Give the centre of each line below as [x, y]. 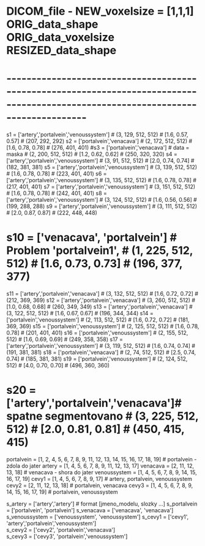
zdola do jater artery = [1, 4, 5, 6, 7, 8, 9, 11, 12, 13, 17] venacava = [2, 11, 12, [100, 466]
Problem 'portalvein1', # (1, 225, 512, [100, 251]
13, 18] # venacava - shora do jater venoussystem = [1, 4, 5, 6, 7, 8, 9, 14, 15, [102, 472]
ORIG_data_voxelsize [61, 37]
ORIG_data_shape [52, 24]
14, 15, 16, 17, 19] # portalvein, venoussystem [62, 492]
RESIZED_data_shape [61, 51]
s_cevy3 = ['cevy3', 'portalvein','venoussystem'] [67, 536]
